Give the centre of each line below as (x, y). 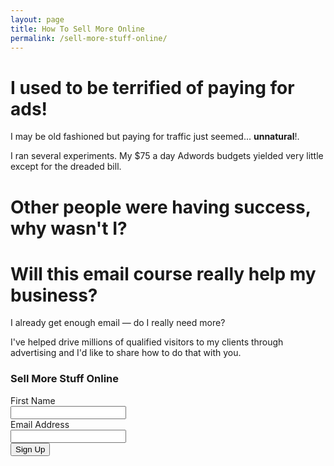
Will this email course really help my (163, 273)
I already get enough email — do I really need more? (118, 323)
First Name (33, 400)
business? (54, 295)
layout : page (37, 19)
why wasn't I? (69, 228)
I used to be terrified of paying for (152, 87)
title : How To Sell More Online (77, 29)
